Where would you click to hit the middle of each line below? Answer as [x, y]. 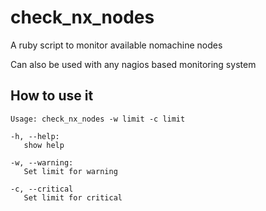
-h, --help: [35, 136]
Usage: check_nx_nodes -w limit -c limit [98, 119]
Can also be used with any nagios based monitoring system [133, 64]
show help [44, 145]
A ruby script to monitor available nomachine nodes [116, 45]
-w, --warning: [42, 162]
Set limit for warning [70, 171]
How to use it [52, 96]
